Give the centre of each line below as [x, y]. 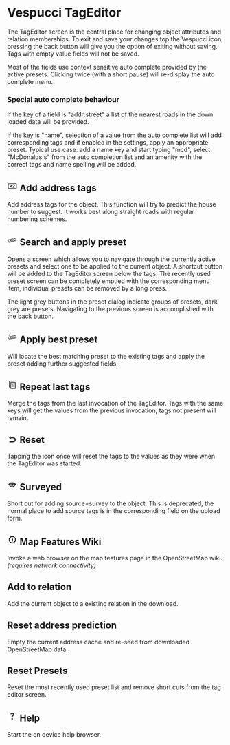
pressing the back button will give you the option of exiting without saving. [112, 46]
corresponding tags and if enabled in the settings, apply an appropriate [108, 143]
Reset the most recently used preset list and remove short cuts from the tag [114, 687]
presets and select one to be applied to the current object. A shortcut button [115, 266]
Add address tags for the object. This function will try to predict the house [112, 204]
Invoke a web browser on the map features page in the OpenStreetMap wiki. [115, 558]
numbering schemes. [37, 219]
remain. [18, 418]
